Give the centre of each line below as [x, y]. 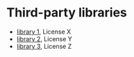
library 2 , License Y [44, 38]
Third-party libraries [67, 13]
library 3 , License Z [44, 46]
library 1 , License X [44, 32]
